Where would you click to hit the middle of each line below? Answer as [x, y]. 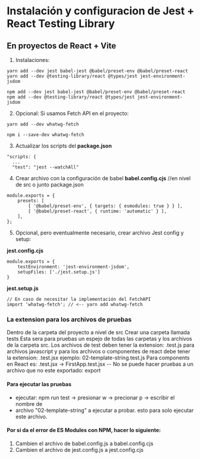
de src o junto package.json [49, 184]
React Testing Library [61, 24]
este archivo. [31, 417]
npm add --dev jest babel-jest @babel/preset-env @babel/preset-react [96, 92]
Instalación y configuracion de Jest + [101, 11]
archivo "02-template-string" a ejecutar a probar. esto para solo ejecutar [104, 410]
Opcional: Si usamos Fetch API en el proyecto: [72, 113]
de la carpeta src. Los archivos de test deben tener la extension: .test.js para [101, 345]
